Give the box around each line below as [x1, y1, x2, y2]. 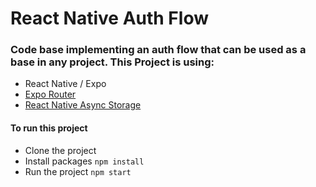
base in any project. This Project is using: [10, 55, 215, 69]
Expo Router [24, 88, 77, 101]
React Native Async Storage [24, 99, 142, 111]
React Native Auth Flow [10, 7, 209, 30]
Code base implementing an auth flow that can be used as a [10, 43, 307, 57]
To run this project [10, 122, 88, 134]
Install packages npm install [24, 155, 145, 167]
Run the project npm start [24, 165, 132, 177]
